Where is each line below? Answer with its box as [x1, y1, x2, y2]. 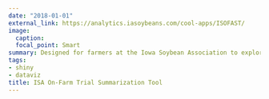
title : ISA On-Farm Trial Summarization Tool [8, 78, 163, 86]
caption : [15, 34, 45, 42]
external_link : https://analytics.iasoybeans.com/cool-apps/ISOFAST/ [8, 19, 246, 27]
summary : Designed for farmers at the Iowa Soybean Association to [8, 49, 239, 57]
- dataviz [8, 71, 42, 79]
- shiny [8, 64, 34, 72]
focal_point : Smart [15, 42, 81, 49]
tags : [8, 57, 26, 65]
